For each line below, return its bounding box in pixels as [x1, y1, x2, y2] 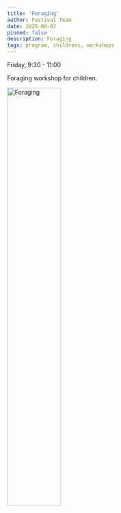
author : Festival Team [7, 16, 72, 23]
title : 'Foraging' [7, 10, 59, 17]
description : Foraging [7, 36, 72, 43]
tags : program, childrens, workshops [7, 42, 115, 49]
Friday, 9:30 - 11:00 [7, 61, 62, 69]
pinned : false [7, 29, 48, 36]
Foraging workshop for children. [7, 74, 98, 82]
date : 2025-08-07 [7, 23, 57, 29]
